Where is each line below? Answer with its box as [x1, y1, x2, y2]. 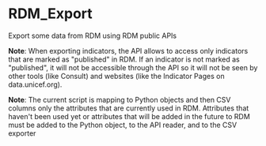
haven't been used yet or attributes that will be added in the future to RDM [8, 111, 251, 121]
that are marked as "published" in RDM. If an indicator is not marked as [8, 54, 240, 64]
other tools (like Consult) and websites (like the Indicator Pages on [8, 71, 225, 80]
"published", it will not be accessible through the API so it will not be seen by [8, 62, 258, 72]
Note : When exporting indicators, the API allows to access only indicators [8, 46, 249, 55]
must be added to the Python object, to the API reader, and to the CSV [8, 120, 237, 129]
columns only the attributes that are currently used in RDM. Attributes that [8, 103, 249, 113]
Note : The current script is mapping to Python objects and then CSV [8, 95, 231, 104]
